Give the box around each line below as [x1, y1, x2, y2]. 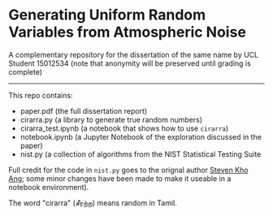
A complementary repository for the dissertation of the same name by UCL [8, 50, 259, 59]
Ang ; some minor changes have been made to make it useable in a [8, 173, 232, 184]
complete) [8, 67, 43, 76]
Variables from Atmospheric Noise [8, 23, 246, 41]
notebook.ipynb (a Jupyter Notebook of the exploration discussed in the [19, 132, 262, 141]
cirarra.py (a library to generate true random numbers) [19, 114, 203, 124]
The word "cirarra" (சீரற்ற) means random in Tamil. [8, 197, 177, 208]
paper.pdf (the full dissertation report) [19, 106, 148, 115]
